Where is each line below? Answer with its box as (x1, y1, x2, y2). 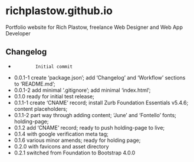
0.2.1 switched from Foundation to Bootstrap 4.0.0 (14, 149, 136, 156)
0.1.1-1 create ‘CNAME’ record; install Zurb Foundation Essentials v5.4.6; (14, 99, 189, 106)
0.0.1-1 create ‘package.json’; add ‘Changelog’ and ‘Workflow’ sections (14, 74, 186, 81)
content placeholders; (14, 105, 68, 113)
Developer (5, 29, 31, 37)
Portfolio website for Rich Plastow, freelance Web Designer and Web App (5, 24, 183, 31)
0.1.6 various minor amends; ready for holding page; (14, 137, 141, 144)
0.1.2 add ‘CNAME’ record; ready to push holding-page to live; (14, 124, 165, 131)
